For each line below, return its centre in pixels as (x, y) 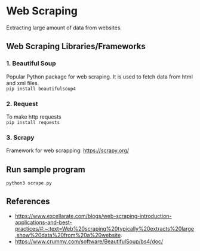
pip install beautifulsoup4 (41, 89)
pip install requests (33, 122)
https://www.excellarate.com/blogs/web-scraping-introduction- (93, 216)
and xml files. (23, 83)
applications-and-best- (44, 222)
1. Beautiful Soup (31, 63)
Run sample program (46, 169)
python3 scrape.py (29, 183)
